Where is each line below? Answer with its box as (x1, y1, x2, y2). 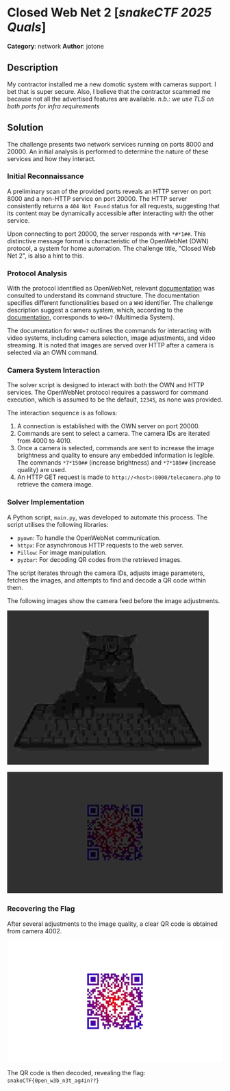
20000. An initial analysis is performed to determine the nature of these (7, 147, 209, 156)
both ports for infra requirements (7, 101, 100, 110)
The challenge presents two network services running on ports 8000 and (7, 140, 214, 148)
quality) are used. (16, 466, 67, 474)
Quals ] (7, 19, 47, 35)
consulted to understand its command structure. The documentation (7, 291, 200, 299)
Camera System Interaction (7, 365, 101, 375)
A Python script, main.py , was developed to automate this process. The (7, 513, 207, 522)
